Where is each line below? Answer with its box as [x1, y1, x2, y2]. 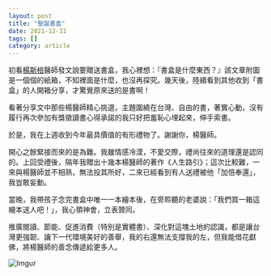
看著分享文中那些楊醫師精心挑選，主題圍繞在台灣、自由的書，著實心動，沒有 [8, 103, 264, 113]
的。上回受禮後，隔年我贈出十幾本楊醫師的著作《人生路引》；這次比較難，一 [8, 157, 260, 167]
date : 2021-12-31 [8, 27, 67, 35]
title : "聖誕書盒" [8, 19, 66, 28]
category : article [8, 42, 70, 50]
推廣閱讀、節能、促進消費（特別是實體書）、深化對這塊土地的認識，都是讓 [8, 222, 253, 231]
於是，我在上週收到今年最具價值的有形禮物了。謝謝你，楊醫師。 [8, 130, 221, 140]
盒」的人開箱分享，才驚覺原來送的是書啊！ [8, 86, 150, 96]
